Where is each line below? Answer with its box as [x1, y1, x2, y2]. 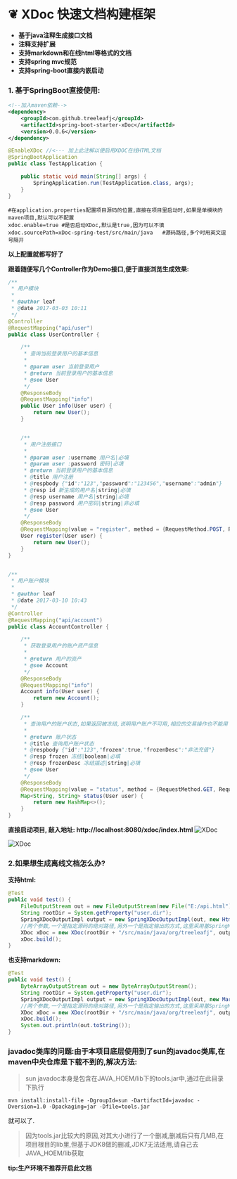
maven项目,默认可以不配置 [8, 214, 75, 221]
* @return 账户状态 [23, 733, 77, 740]
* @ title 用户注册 [23, 474, 73, 481]
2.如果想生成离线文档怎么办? [8, 858, 106, 868]
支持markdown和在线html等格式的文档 [18, 49, 132, 57]
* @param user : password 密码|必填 [23, 460, 124, 468]
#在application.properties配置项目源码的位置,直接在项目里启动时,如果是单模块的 [8, 207, 224, 214]
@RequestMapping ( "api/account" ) [8, 617, 103, 624]
